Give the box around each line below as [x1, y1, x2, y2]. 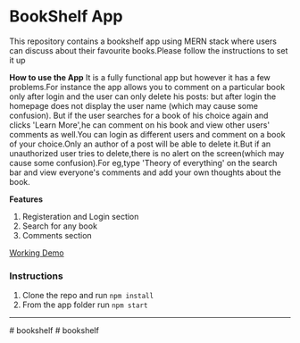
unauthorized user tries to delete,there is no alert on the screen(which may [9, 147, 285, 158]
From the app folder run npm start [21, 299, 148, 310]
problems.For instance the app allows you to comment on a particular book [9, 81, 286, 92]
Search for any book [21, 221, 98, 231]
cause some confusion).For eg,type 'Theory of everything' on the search [9, 157, 278, 168]
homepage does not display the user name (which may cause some [9, 100, 259, 111]
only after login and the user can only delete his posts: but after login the [9, 91, 277, 102]
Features [9, 194, 43, 205]
